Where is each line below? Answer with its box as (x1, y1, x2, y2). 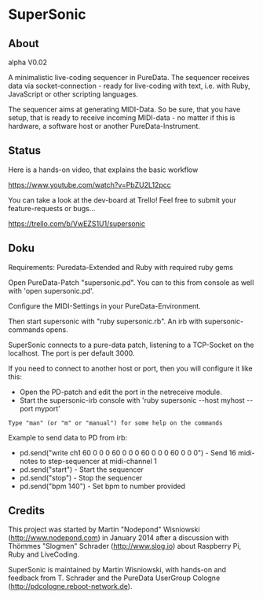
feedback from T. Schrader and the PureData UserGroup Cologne (8, 573, 221, 583)
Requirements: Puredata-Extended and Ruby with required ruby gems (8, 262, 234, 272)
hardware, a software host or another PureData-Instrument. (8, 122, 200, 130)
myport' (35, 404, 60, 413)
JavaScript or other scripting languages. (8, 89, 139, 99)
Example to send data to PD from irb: (8, 433, 128, 442)
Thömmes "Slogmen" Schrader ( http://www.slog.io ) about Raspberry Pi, (8, 542, 242, 551)
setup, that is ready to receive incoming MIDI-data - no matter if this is (8, 113, 236, 122)
